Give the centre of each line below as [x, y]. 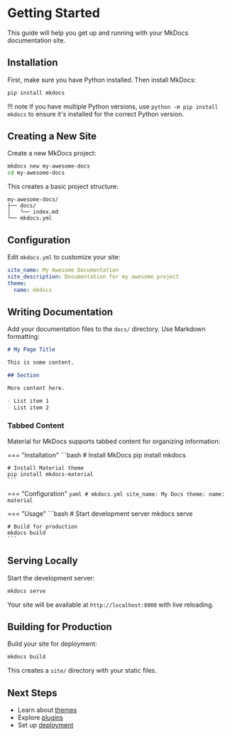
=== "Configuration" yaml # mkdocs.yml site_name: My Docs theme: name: [116, 493]
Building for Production [60, 627]
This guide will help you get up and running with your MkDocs [98, 33]
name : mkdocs [33, 290]
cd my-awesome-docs [36, 173]
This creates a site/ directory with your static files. [82, 671]
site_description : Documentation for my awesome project [93, 276]
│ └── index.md [33, 212]
